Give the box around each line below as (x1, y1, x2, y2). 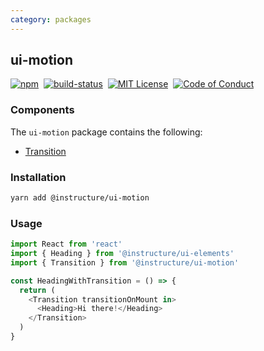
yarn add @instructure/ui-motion (10, 193, 150, 203)
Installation (10, 170, 67, 184)
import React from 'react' (10, 239, 123, 250)
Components (10, 103, 75, 117)
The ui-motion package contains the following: (10, 126, 203, 138)
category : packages (10, 14, 92, 25)
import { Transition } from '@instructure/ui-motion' (10, 257, 240, 268)
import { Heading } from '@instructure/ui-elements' (10, 249, 235, 259)
